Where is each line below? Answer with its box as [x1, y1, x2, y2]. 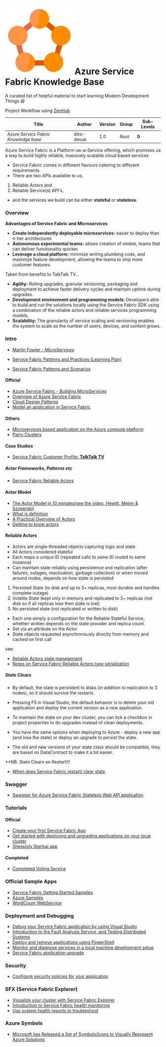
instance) [12, 559, 32, 565]
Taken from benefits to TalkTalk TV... [5, 271, 80, 277]
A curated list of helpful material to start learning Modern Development [5, 93, 149, 99]
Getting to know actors [12, 521, 59, 527]
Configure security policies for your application [12, 973, 109, 979]
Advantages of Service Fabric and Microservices [5, 221, 108, 227]
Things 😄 [5, 98, 25, 104]
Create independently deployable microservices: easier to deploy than [12, 230, 160, 236]
